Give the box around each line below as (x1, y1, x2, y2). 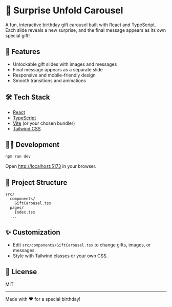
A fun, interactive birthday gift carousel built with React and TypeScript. (5, 22, 156, 28)
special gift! (5, 32, 30, 39)
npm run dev (5, 154, 31, 159)
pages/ (10, 205, 24, 210)
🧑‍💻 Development (5, 140, 60, 149)
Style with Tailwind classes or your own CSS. (12, 253, 108, 259)
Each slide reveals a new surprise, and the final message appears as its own (5, 27, 166, 33)
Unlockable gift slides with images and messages (12, 61, 117, 67)
